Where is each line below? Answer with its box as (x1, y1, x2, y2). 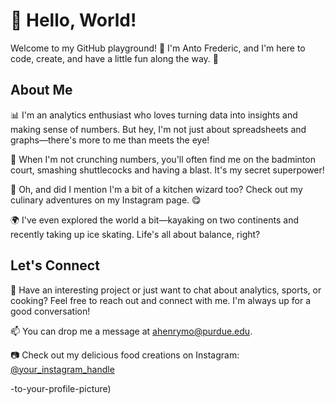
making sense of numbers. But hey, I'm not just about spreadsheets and (10, 123, 307, 135)
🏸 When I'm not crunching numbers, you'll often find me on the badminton (10, 153, 316, 165)
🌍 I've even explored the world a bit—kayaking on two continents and (10, 214, 300, 226)
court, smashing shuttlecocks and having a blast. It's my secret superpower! (10, 164, 325, 176)
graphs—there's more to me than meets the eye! (10, 134, 210, 146)
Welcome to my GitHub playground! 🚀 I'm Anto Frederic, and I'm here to (10, 42, 306, 54)
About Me (10, 82, 73, 99)
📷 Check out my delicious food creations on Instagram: (10, 349, 240, 361)
